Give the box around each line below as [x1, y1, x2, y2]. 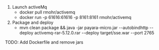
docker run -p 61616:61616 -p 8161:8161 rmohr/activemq [19, 15, 132, 20]
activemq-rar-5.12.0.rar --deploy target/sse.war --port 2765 [34, 30, 155, 35]
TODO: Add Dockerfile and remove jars [5, 39, 84, 45]
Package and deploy [12, 19, 54, 25]
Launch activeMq [12, 4, 47, 10]
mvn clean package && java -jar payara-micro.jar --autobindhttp [19, 25, 149, 31]
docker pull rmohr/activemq [19, 9, 76, 15]
